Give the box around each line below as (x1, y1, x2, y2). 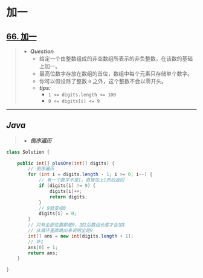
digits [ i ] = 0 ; (38, 210, 77, 217)
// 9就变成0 (38, 205, 66, 211)
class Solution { (6, 149, 50, 155)
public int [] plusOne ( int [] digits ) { (17, 160, 115, 166)
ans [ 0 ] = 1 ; (28, 244, 59, 250)
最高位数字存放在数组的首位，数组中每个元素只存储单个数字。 (39, 70, 193, 77)
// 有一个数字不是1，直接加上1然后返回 (38, 177, 124, 183)
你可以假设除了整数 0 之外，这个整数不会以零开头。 (39, 78, 167, 84)
